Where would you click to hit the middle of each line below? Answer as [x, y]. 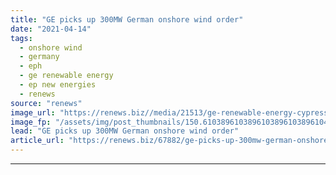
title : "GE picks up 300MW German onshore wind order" [127, 19]
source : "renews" [46, 103]
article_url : [37, 141]
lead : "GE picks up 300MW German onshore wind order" [125, 131]
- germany [39, 57]
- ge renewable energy [66, 76]
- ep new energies [58, 85]
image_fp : [31, 122]
